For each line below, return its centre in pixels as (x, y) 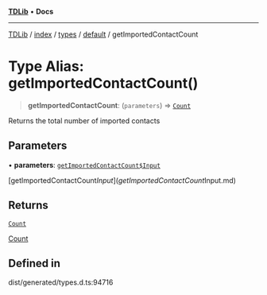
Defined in (35, 263)
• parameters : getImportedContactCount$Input (85, 165)
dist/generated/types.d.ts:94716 (61, 282)
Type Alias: (46, 66)
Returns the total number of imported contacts (84, 120)
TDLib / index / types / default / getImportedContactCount (103, 34)
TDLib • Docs (31, 12)
